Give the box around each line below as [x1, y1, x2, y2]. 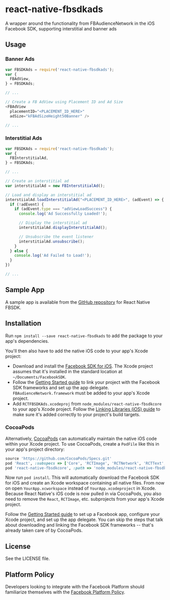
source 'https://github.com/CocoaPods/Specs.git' [5, 456, 112, 461]
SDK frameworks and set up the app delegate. [12, 384, 109, 390]
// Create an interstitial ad [5, 179, 69, 184]
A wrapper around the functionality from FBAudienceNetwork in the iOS [5, 20, 155, 26]
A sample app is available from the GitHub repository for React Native [5, 299, 150, 305]
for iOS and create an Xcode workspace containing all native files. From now [5, 480, 165, 486]
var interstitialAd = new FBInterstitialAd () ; [5, 183, 105, 188]
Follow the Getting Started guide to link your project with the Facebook [12, 379, 160, 385]
